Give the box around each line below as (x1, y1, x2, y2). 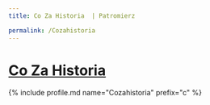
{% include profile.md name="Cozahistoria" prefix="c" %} (8, 88, 203, 98)
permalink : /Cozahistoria (8, 26, 95, 35)
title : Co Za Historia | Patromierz (8, 11, 136, 20)
